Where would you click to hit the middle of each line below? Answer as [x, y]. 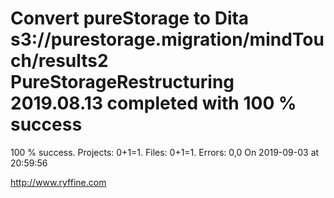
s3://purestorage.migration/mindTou [167, 39]
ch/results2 [59, 61]
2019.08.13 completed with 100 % [153, 103]
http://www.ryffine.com [58, 182]
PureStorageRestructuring [122, 82]
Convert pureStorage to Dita [130, 18]
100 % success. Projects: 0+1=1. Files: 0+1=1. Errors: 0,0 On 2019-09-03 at [165, 152]
